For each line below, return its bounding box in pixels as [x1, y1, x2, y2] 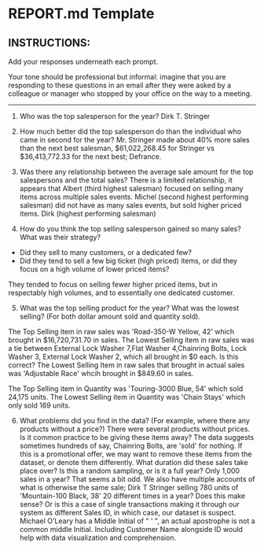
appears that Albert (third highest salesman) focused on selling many [19, 184, 244, 193]
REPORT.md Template [8, 5, 155, 23]
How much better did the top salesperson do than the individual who [19, 127, 242, 136]
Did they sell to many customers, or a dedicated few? [19, 248, 192, 257]
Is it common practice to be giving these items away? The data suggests [19, 433, 255, 441]
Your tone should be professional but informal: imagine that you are [8, 72, 226, 81]
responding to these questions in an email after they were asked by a [8, 80, 232, 90]
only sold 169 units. [8, 401, 71, 410]
